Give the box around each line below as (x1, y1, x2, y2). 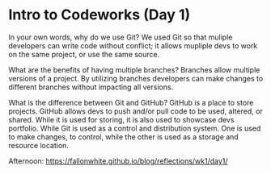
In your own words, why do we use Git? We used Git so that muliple (8, 32, 233, 42)
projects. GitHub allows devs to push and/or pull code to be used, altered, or (8, 106, 263, 116)
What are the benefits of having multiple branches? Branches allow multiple (8, 64, 260, 74)
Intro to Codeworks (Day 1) (8, 6, 191, 24)
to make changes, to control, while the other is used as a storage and (8, 131, 239, 142)
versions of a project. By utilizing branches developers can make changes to (8, 73, 264, 83)
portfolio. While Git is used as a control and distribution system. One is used (8, 123, 261, 133)
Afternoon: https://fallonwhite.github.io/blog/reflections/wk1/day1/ (8, 155, 228, 166)
